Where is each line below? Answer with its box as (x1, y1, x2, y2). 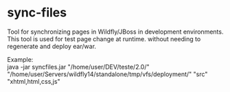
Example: (7, 55, 34, 63)
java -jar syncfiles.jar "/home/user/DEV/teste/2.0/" (7, 62, 150, 71)
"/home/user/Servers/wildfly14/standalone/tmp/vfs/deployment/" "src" (7, 70, 208, 78)
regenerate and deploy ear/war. (7, 42, 97, 50)
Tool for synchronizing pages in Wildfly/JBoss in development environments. (7, 27, 224, 36)
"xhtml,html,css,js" (7, 77, 60, 85)
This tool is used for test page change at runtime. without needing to (7, 34, 201, 43)
